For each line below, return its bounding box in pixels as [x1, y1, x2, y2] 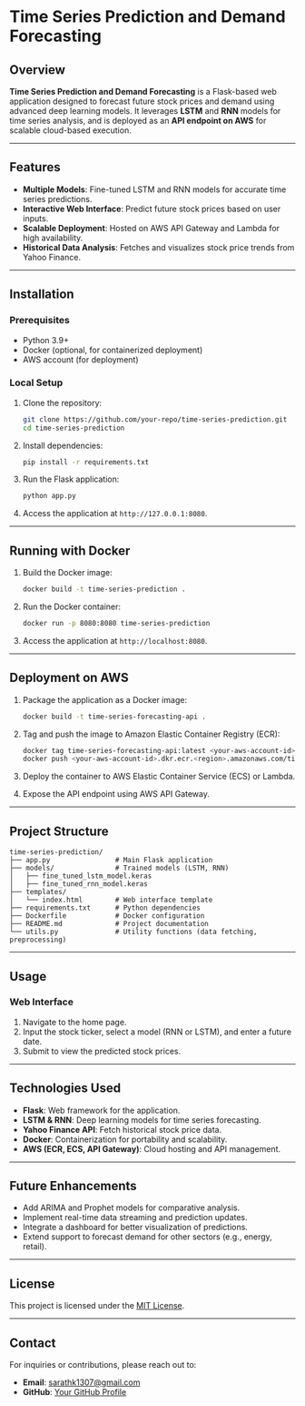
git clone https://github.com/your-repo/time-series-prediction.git [22, 414, 288, 424]
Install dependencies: [22, 440, 103, 451]
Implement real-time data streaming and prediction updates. [22, 1212, 248, 1223]
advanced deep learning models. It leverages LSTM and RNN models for [9, 106, 281, 116]
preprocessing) [9, 935, 67, 944]
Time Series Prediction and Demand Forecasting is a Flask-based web [9, 87, 277, 97]
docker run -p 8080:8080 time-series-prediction [22, 618, 211, 627]
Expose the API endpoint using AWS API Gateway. [22, 789, 211, 800]
